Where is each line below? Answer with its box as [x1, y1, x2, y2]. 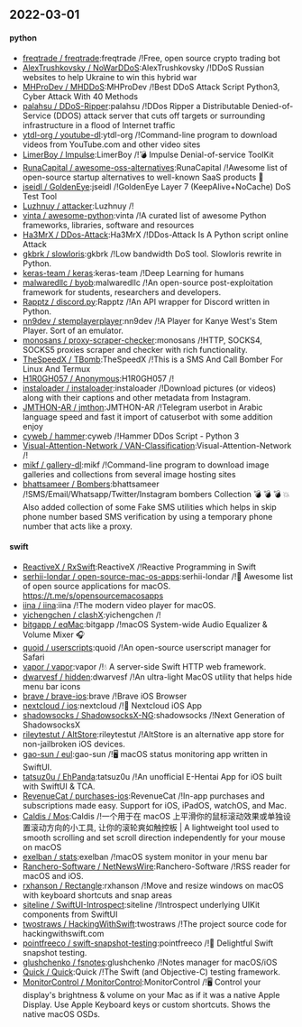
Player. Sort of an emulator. [22, 325, 124, 336]
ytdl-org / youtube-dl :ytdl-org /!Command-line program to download [22, 129, 278, 140]
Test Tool [22, 190, 57, 201]
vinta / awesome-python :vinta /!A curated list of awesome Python [22, 209, 267, 220]
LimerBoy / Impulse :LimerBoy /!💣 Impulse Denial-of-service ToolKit [22, 149, 274, 160]
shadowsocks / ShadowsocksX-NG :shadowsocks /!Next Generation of [22, 709, 286, 720]
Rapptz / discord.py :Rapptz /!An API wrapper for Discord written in [22, 296, 270, 307]
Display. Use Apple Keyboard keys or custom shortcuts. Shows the [22, 999, 270, 1010]
